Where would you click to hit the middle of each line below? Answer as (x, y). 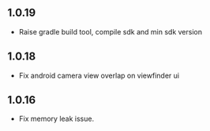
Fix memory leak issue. (56, 119)
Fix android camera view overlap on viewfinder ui (99, 75)
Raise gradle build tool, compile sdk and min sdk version (111, 31)
